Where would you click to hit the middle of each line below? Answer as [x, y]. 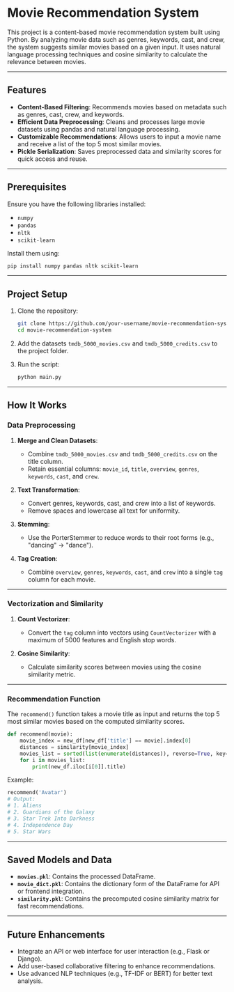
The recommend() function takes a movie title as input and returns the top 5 [114, 714]
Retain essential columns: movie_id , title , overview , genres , [114, 469]
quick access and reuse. [53, 159]
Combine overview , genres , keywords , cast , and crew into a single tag [125, 572]
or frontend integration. [51, 891]
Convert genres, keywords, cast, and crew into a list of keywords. [122, 503]
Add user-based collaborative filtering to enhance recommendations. [116, 966]
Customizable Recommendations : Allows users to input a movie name [119, 137]
